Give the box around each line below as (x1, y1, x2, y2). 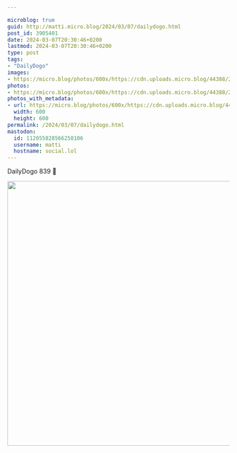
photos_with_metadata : (7, 95, 74, 102)
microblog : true (7, 16, 55, 23)
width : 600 (13, 109, 46, 116)
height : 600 (13, 115, 49, 122)
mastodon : (7, 128, 37, 135)
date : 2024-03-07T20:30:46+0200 (7, 36, 102, 43)
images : (7, 68, 30, 76)
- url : (7, 102, 27, 109)
